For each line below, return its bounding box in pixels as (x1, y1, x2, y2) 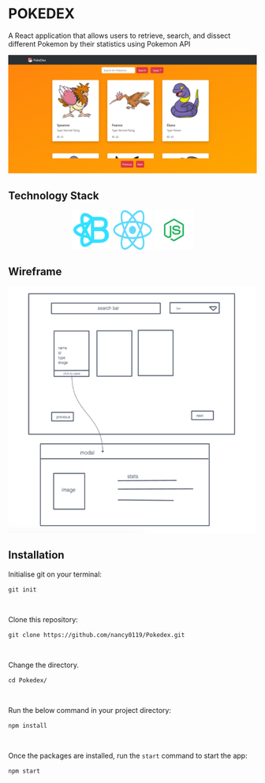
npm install (8, 721, 47, 729)
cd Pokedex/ (8, 676, 47, 684)
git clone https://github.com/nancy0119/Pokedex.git (8, 631, 185, 639)
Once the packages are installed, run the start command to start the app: (8, 751, 248, 760)
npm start (8, 766, 41, 775)
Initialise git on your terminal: (8, 569, 103, 579)
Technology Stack (8, 188, 99, 202)
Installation (8, 549, 65, 562)
